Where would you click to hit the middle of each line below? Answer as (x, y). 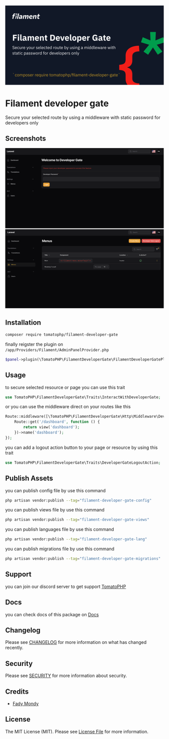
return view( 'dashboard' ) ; (52, 427)
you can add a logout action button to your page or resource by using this (81, 447)
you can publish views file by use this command (55, 510)
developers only (22, 123)
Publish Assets (29, 478)
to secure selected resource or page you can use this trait (65, 387)
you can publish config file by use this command (56, 490)
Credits (17, 691)
